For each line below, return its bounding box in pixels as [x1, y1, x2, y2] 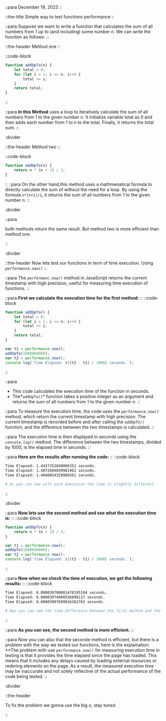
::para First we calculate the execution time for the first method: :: [5, 295, 143, 301]
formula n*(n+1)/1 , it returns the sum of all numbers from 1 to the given [5, 192, 150, 198]
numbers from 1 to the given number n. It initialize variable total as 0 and [5, 114, 153, 120]
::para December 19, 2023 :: [5, 4, 62, 10]
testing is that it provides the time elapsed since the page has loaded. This [5, 652, 157, 658]
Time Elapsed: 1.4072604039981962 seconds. [5, 468, 97, 473]
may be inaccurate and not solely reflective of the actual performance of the [5, 668, 161, 674]
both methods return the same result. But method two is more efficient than [5, 225, 160, 232]
